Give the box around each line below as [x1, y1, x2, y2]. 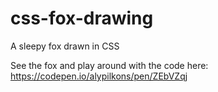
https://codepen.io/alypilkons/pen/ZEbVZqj [10, 70, 188, 82]
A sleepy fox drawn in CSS [10, 40, 120, 52]
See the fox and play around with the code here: [10, 59, 209, 71]
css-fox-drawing [10, 7, 154, 30]
